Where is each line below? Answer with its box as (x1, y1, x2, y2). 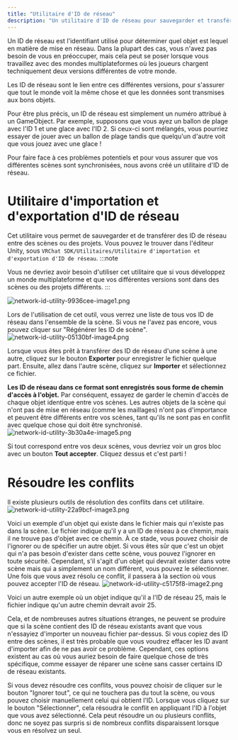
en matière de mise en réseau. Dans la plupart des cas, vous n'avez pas (7, 44, 217, 53)
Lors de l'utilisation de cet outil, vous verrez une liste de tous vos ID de (7, 310, 214, 319)
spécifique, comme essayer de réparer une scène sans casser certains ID (7, 660, 223, 668)
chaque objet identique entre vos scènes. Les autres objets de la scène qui (7, 398, 227, 407)
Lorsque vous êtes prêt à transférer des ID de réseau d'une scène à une (7, 347, 217, 355)
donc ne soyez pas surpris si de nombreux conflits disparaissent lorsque (7, 719, 220, 727)
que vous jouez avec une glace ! (7, 139, 102, 148)
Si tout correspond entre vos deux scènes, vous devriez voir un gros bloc (7, 442, 222, 451)
